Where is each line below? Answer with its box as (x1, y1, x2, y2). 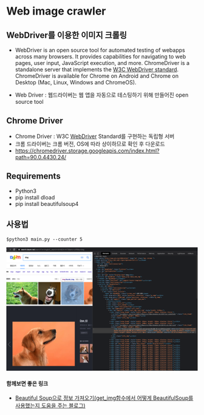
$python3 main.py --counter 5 (6, 236, 83, 242)
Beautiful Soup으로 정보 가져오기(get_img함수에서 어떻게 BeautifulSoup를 (15, 394, 194, 402)
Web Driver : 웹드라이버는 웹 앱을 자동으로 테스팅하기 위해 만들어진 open (15, 91, 189, 98)
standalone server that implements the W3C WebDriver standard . (15, 66, 179, 73)
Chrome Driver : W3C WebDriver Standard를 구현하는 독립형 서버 (15, 132, 175, 140)
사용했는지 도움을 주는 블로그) (15, 402, 86, 410)
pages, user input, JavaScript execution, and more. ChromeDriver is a (15, 60, 190, 66)
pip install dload (15, 193, 55, 201)
